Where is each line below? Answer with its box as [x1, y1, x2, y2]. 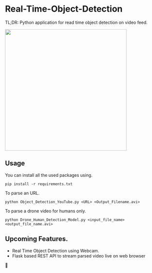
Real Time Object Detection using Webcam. [12, 248, 100, 254]
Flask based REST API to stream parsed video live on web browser [12, 253, 146, 258]
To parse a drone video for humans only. [5, 208, 86, 214]
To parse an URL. [5, 190, 40, 196]
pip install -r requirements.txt [5, 181, 73, 187]
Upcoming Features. [5, 235, 68, 243]
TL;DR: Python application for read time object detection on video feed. [5, 19, 148, 25]
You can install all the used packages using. [5, 172, 93, 178]
